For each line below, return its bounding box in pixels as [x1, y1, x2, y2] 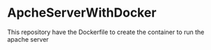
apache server [7, 35, 49, 43]
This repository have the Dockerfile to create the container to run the [7, 28, 205, 36]
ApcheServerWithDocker [7, 5, 157, 21]
